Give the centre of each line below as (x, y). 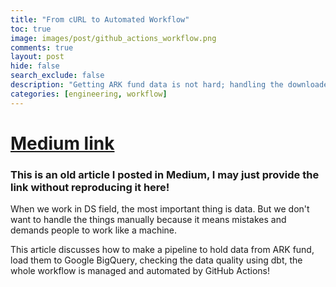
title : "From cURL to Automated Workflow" (100, 19)
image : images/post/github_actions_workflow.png (113, 38)
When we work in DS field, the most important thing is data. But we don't (160, 209)
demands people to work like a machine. (94, 230)
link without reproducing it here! (90, 187)
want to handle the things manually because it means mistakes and (148, 220)
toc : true (31, 29)
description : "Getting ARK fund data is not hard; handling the (147, 85)
